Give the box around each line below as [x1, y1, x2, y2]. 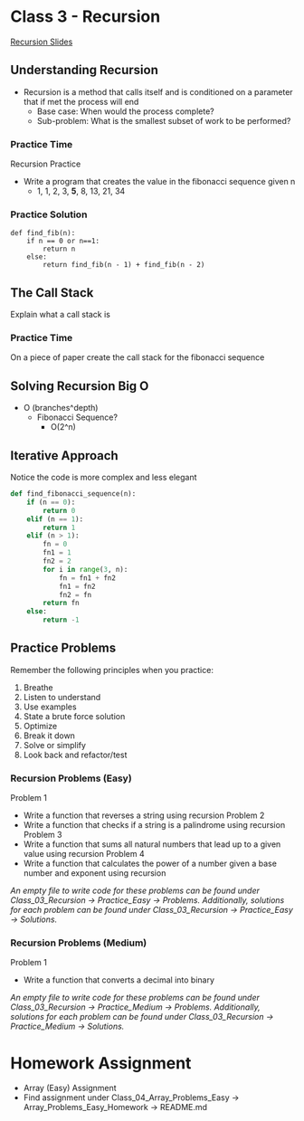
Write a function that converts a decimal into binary [23, 974, 215, 985]
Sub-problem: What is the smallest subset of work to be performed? [36, 115, 291, 126]
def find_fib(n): [10, 229, 76, 238]
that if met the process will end [23, 96, 139, 107]
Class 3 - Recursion [10, 6, 161, 27]
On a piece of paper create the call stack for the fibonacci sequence [10, 352, 265, 363]
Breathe [23, 681, 53, 693]
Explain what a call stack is [10, 309, 111, 320]
